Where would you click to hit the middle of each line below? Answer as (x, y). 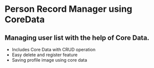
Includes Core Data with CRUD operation (53, 50)
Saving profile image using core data (49, 60)
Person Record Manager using (69, 9)
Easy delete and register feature (45, 55)
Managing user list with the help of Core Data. (77, 38)
